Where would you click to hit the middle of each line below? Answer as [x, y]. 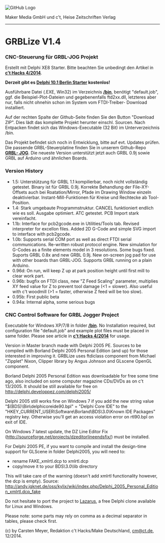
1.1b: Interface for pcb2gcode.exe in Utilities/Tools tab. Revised [76, 224]
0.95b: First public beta [36, 297]
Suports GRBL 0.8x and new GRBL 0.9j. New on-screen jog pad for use [84, 255]
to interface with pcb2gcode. [41, 234]
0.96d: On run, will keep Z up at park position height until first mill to [81, 270]
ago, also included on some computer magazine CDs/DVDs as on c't [74, 381]
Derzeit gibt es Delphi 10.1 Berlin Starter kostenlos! [58, 82]
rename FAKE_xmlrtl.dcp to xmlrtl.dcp [50, 461]
